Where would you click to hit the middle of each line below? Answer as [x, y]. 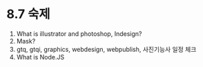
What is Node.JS [40, 57]
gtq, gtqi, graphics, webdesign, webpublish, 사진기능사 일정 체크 [106, 49]
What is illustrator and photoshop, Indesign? [79, 33]
